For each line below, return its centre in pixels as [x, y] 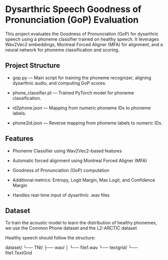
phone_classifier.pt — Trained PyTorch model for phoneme [73, 93]
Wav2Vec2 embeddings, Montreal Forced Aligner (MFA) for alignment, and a [84, 44]
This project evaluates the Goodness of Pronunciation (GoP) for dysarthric [82, 34]
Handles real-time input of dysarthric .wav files [61, 195]
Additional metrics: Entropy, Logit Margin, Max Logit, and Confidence [84, 180]
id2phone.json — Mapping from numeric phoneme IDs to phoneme [81, 108]
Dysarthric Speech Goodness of [73, 9]
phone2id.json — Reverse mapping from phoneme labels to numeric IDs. [88, 123]
